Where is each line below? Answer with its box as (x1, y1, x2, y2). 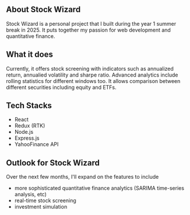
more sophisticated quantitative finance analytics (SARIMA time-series (14, 185, 185, 192)
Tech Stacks (6, 100, 52, 110)
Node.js (14, 129, 34, 136)
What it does (6, 50, 54, 60)
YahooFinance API (14, 141, 59, 148)
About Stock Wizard (6, 5, 81, 15)
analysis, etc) (14, 191, 47, 198)
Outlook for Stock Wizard (6, 158, 100, 168)
